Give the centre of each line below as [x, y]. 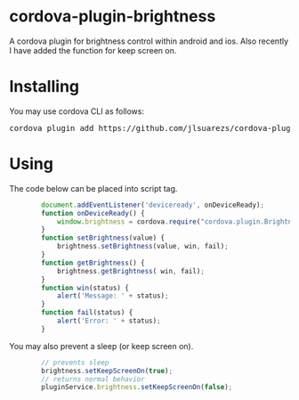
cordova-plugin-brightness [113, 16]
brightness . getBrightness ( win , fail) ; [130, 271]
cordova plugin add [52, 128]
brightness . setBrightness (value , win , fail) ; [142, 247]
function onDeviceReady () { [93, 213]
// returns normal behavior [93, 379]
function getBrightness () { [93, 263]
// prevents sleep [75, 363]
